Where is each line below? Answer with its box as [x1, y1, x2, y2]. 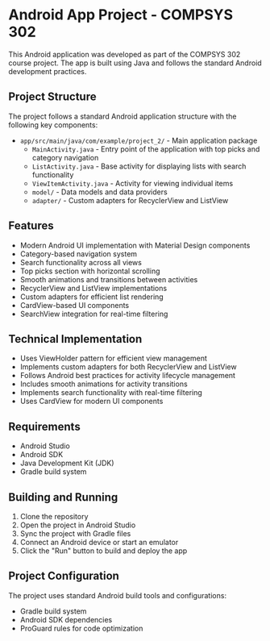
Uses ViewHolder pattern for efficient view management [19, 353, 208, 364]
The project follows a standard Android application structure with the [8, 111, 237, 121]
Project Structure [8, 90, 97, 104]
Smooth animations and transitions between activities [19, 274, 198, 284]
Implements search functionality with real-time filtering [19, 388, 203, 398]
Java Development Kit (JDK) [19, 458, 114, 468]
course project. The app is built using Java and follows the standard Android [8, 58, 262, 68]
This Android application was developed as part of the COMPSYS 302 [8, 49, 241, 59]
